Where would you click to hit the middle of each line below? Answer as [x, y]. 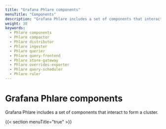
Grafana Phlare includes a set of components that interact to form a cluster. [82, 112]
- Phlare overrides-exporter [40, 65]
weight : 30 [16, 23]
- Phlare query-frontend [35, 56]
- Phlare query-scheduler [36, 70]
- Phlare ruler [25, 74]
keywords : [15, 28]
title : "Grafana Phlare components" [43, 10]
